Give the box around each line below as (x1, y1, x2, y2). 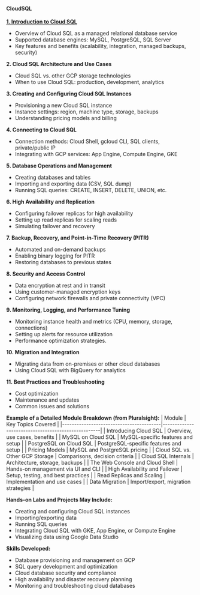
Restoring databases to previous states (14, 259, 112, 266)
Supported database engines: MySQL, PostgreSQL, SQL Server (14, 36, 172, 43)
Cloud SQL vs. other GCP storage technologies (14, 72, 131, 79)
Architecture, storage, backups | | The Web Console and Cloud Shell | (6, 459, 178, 467)
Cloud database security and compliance (14, 569, 117, 576)
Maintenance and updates (14, 396, 80, 403)
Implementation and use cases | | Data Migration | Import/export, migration (6, 478, 191, 486)
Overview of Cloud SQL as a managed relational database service (14, 30, 178, 37)
